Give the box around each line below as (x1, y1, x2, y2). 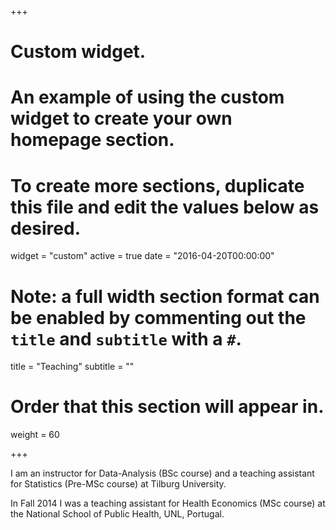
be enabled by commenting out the (10, 306, 307, 329)
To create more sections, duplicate (10, 174, 305, 197)
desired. (10, 217, 81, 240)
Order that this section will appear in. (10, 396, 325, 418)
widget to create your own (10, 107, 233, 130)
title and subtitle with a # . (10, 327, 242, 350)
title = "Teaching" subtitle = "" (10, 361, 135, 373)
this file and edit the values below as (10, 196, 320, 218)
